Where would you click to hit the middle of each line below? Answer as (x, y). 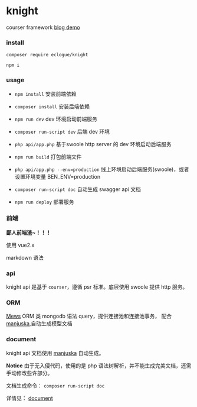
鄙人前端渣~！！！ (29, 232)
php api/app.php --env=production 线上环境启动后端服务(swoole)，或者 (102, 169)
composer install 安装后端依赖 (52, 106)
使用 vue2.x (20, 245)
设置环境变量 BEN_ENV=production (58, 176)
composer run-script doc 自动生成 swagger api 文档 (78, 189)
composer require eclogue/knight (47, 55)
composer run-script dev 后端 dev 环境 (62, 131)
